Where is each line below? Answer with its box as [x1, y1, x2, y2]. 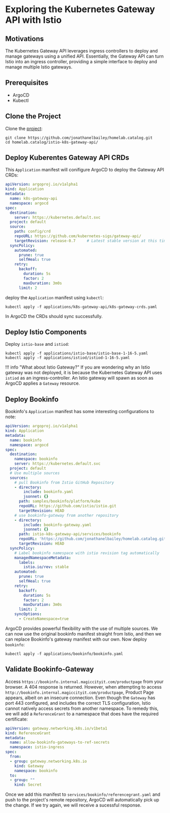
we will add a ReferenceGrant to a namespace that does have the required [5, 710, 159, 716]
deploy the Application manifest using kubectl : [5, 294, 104, 300]
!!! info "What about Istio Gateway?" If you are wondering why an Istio [5, 364, 150, 370]
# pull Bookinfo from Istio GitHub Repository [14, 480, 114, 485]
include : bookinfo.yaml [23, 489, 73, 494]
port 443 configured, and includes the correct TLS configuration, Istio [5, 700, 151, 706]
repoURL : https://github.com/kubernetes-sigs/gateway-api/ [14, 234, 142, 239]
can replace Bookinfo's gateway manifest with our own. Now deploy [5, 636, 147, 642]
